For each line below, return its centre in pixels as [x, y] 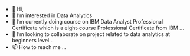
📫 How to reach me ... [39, 47]
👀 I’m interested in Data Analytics [52, 15]
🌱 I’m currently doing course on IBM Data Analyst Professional [87, 22]
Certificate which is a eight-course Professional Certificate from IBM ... [98, 28]
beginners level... [33, 40]
